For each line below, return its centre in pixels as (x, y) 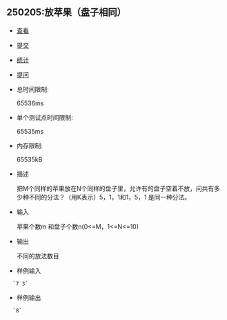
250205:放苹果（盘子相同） (66, 12)
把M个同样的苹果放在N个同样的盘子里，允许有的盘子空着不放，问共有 (115, 188)
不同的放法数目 (38, 256)
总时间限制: (32, 89)
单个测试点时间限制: (45, 117)
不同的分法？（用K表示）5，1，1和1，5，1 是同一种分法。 (110, 197)
